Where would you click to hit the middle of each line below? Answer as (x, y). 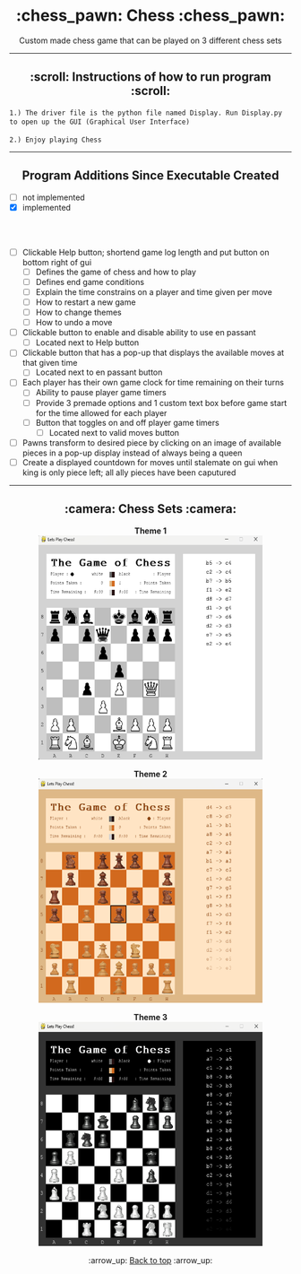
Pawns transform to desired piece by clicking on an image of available (152, 442)
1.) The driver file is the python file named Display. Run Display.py (146, 113)
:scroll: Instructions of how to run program (150, 77)
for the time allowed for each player (101, 412)
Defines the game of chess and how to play (116, 272)
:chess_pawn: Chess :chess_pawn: (150, 16)
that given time (50, 363)
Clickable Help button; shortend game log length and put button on (146, 252)
